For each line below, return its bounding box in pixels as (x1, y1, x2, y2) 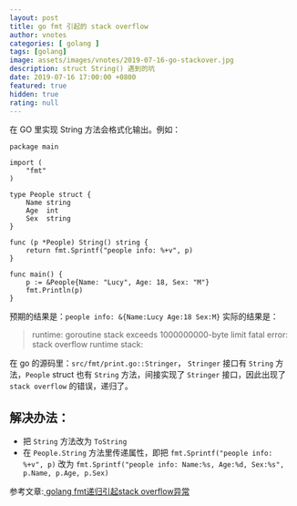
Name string (26, 198, 71, 208)
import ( (9, 159, 43, 168)
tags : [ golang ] (9, 47, 67, 57)
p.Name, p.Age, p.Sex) (22, 469, 109, 479)
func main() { (9, 270, 64, 279)
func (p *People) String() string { (9, 238, 148, 247)
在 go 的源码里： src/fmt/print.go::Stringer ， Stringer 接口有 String (9, 357, 274, 369)
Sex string (26, 214, 71, 223)
